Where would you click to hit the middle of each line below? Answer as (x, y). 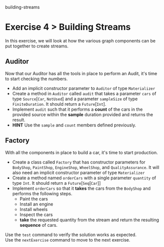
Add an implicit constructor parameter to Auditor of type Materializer (84, 88)
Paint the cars (34, 199)
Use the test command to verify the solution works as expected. (71, 235)
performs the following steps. (42, 193)
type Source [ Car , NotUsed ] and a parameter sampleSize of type (75, 99)
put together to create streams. (37, 46)
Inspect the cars (36, 214)
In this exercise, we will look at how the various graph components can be (80, 41)
